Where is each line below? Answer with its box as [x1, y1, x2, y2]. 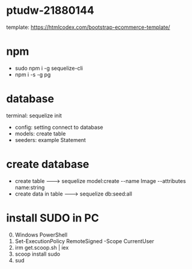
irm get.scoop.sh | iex [14, 244, 69, 251]
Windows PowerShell [14, 231, 68, 238]
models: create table [14, 130, 66, 137]
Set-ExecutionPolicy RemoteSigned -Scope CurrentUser [14, 237, 154, 244]
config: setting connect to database [14, 123, 103, 131]
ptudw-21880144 [6, 4, 95, 17]
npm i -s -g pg [14, 70, 51, 78]
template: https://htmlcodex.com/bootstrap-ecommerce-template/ [6, 23, 170, 31]
